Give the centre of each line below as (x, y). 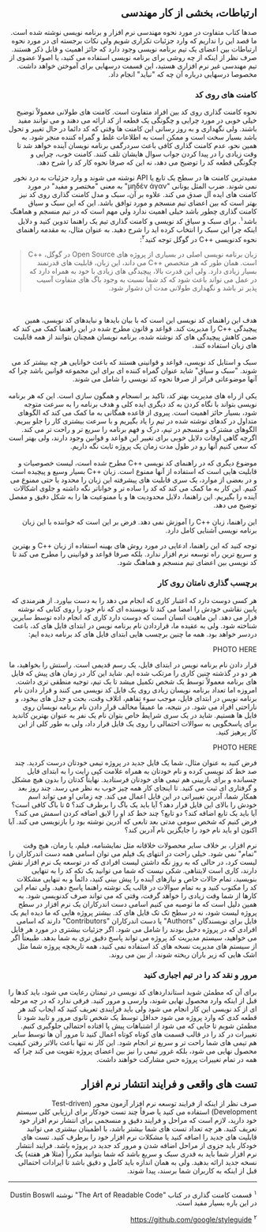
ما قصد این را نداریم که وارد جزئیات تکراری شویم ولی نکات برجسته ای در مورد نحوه (134, 40)
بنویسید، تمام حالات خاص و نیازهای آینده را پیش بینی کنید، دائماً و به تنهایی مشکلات (137, 878)
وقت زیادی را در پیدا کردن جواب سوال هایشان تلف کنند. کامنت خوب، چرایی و (144, 154)
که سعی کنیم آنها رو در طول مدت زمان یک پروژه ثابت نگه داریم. (163, 446)
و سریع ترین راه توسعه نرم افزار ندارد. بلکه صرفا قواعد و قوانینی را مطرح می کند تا (135, 554)
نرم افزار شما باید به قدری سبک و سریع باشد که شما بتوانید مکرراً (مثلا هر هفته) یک (136, 1154)
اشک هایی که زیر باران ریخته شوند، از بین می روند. (183, 954)
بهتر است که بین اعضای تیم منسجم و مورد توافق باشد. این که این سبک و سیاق (142, 203)
